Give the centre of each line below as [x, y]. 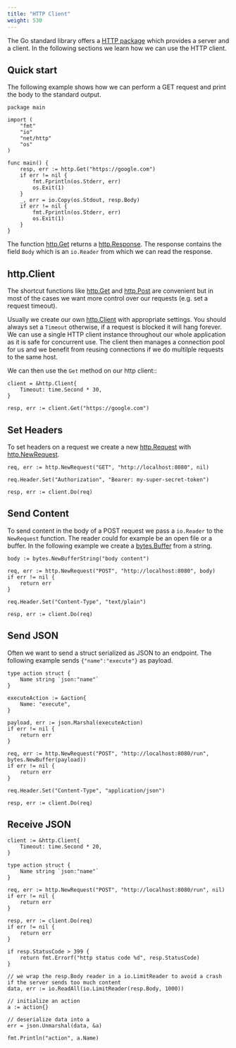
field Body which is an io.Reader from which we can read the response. [110, 252]
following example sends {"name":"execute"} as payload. [90, 660]
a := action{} [28, 1007]
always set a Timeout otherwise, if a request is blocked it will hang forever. [114, 327]
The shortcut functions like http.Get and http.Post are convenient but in [110, 291]
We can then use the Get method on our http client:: [82, 371]
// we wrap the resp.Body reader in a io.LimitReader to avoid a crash [114, 977]
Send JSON [33, 636]
